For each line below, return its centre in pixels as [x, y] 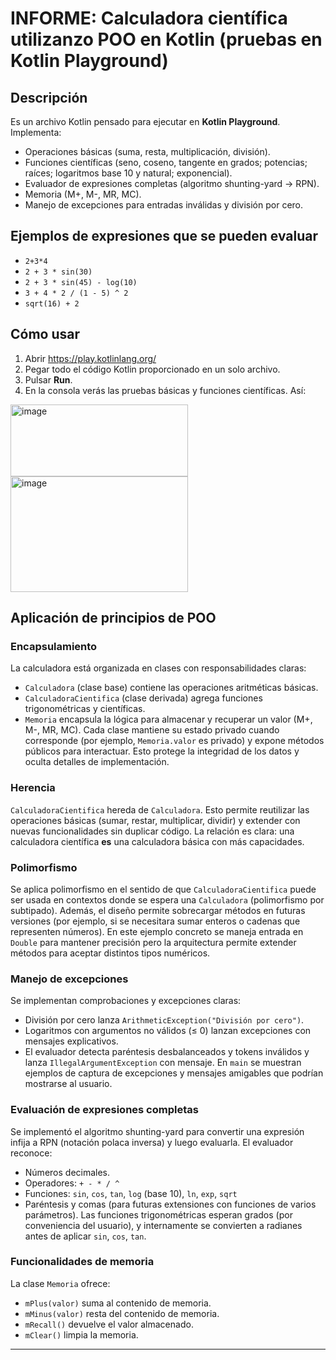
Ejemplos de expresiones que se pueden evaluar [164, 236]
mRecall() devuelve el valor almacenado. [109, 1324]
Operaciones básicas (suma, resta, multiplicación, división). [147, 151]
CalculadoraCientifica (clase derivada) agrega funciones [143, 698]
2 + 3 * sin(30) [58, 272]
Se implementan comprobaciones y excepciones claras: [126, 1001]
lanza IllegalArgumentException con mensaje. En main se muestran [163, 1063]
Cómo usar [45, 334]
